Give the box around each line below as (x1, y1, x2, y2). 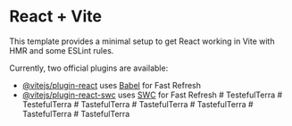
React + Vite (9, 6, 103, 27)
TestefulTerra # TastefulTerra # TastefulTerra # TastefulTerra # (21, 98, 254, 109)
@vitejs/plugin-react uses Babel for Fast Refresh (21, 80, 202, 90)
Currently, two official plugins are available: (9, 63, 169, 73)
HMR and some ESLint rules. (9, 45, 114, 55)
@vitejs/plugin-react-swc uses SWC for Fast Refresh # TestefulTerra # (21, 89, 283, 100)
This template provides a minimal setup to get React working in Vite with (9, 36, 275, 46)
